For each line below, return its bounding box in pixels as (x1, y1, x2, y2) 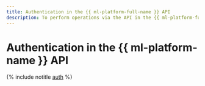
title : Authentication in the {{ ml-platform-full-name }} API (6, 8, 171, 15)
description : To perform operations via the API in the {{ (6, 15, 160, 21)
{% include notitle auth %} (6, 73, 73, 81)
